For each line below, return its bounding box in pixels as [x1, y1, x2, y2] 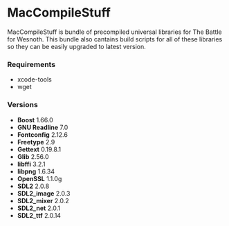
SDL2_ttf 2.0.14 [17, 211, 61, 219]
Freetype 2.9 [17, 138, 55, 146]
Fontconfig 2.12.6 [17, 130, 68, 139]
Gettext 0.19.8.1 [17, 145, 61, 153]
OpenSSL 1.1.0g [17, 174, 62, 182]
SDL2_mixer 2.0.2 [17, 196, 69, 205]
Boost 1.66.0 [17, 115, 53, 124]
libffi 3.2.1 [17, 160, 46, 168]
